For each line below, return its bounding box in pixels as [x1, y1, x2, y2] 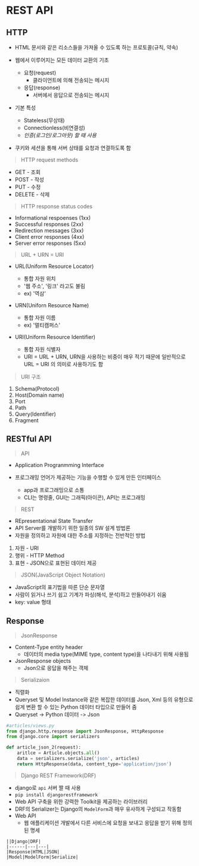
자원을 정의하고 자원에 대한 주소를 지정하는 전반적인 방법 [14, 531, 146, 539]
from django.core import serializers [6, 734, 100, 740]
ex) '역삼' [23, 290, 46, 297]
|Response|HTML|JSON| [6, 849, 60, 855]
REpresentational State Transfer [14, 517, 94, 524]
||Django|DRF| [6, 838, 42, 845]
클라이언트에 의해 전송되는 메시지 [32, 77, 110, 83]
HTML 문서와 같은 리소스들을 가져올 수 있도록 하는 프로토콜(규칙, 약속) [14, 44, 179, 51]
